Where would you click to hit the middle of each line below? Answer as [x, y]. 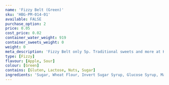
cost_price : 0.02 [23, 33]
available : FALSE [23, 19]
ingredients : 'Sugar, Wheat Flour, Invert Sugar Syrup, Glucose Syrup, [82, 75]
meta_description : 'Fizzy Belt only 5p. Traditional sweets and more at [83, 51]
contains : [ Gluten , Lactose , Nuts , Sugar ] [50, 70]
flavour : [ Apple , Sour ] [30, 61]
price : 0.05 [18, 28]
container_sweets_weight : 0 [35, 42]
